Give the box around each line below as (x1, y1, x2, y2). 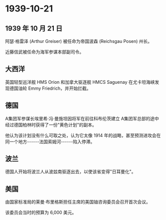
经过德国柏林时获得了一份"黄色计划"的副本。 (5, 122, 97, 128)
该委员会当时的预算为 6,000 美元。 (5, 210, 77, 216)
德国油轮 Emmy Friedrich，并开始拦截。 (9, 85, 91, 91)
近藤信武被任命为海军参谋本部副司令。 (5, 49, 84, 55)
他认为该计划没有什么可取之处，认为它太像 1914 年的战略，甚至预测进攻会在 (5, 132, 161, 138)
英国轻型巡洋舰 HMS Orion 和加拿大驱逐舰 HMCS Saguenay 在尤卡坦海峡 (5, 79, 155, 85)
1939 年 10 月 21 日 (5, 24, 63, 32)
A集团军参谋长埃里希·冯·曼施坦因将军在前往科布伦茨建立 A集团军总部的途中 (5, 115, 160, 121)
